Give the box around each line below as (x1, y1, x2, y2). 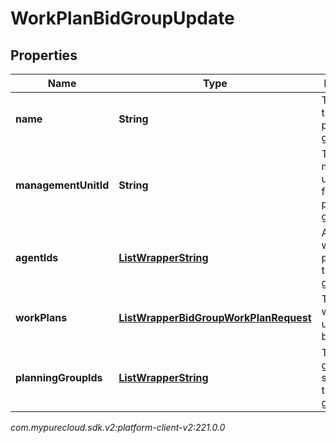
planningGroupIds (15, 371, 103, 384)
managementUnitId (15, 178, 110, 192)
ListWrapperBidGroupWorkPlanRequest (118, 311, 312, 324)
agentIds (15, 251, 59, 264)
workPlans (15, 311, 68, 324)
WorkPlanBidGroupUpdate (10, 7, 235, 30)
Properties (10, 47, 78, 64)
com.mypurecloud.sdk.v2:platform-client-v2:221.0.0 (10, 422, 226, 433)
